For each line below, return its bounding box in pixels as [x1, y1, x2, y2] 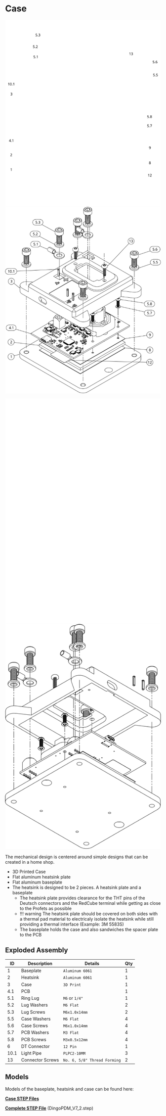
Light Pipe [21, 1050, 42, 1056]
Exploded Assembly [5, 946, 68, 955]
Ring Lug [21, 995, 40, 1001]
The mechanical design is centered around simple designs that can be [5, 854, 148, 860]
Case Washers [21, 1016, 51, 1022]
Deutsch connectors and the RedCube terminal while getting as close [19, 900, 161, 906]
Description [28, 960, 53, 966]
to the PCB [19, 931, 42, 937]
